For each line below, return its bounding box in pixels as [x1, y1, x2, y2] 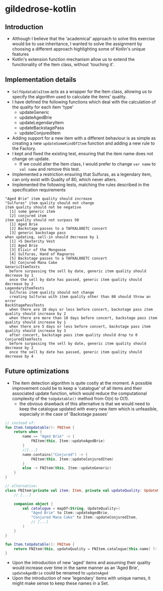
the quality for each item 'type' [12, 104, 74, 110]
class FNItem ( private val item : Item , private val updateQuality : [5, 488, 142, 493]
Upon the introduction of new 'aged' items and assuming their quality [12, 560, 151, 566]
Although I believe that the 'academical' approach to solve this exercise [12, 36, 155, 41]
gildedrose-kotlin [5, 3, 76, 15]
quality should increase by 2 [5, 311, 66, 316]
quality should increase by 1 [5, 320, 66, 325]
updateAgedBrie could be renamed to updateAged [12, 570, 108, 576]
